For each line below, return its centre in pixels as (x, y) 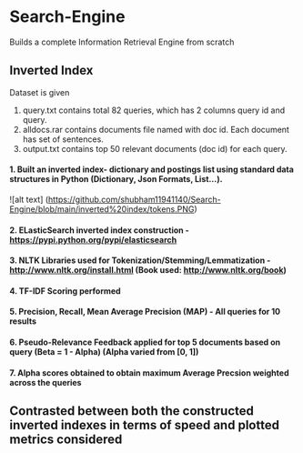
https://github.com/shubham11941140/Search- (135, 199)
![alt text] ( (29, 199)
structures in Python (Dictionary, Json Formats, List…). (116, 179)
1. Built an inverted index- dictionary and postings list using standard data (151, 169)
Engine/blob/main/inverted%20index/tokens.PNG (102, 209)
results (23, 321)
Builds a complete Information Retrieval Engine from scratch (122, 42)
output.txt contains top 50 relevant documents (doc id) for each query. (155, 148)
